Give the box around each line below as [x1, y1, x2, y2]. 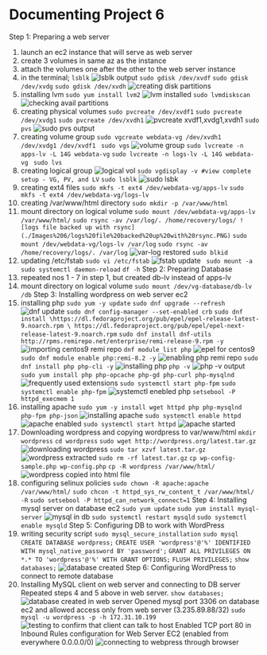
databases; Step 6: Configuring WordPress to [20, 563, 237, 572]
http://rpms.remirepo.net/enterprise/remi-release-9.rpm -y [20, 337, 224, 345]
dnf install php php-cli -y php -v [20, 362, 191, 371]
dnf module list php [123, 345, 192, 353]
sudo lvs [33, 158, 63, 166]
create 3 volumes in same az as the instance [20, 56, 167, 65]
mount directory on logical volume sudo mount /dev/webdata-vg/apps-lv [20, 206, 256, 216]
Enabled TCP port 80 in [175, 620, 252, 630]
